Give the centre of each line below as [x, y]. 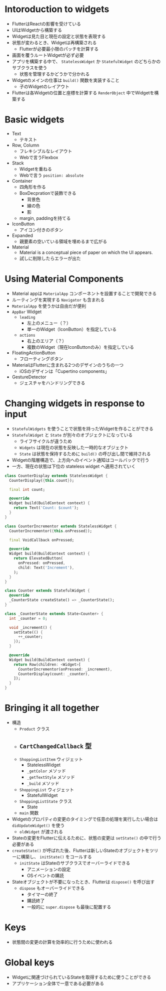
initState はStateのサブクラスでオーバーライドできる [75, 863]
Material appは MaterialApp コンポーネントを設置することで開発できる [84, 293]
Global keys [29, 962]
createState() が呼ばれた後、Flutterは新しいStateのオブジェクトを [81, 850]
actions [27, 335]
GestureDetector [29, 377]
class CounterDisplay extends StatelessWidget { [56, 476]
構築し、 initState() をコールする [56, 857]
